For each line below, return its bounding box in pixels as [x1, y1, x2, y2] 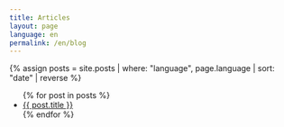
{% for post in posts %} [22, 90, 111, 101]
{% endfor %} [22, 109, 75, 120]
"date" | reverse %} [9, 73, 82, 84]
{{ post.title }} [22, 100, 74, 111]
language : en [9, 30, 59, 39]
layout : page [9, 22, 59, 31]
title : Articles [9, 13, 70, 23]
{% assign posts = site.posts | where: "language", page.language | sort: [9, 63, 275, 74]
